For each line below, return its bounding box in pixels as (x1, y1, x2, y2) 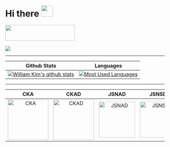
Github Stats (25, 62, 57, 69)
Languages (94, 62, 122, 69)
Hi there (5, 8, 39, 20)
